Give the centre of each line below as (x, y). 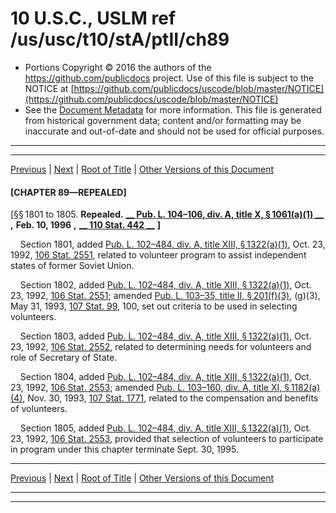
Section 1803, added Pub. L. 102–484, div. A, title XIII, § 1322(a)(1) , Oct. (165, 336)
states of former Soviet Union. (72, 266)
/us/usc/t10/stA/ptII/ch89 (120, 39)
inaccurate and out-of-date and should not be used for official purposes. (174, 131)
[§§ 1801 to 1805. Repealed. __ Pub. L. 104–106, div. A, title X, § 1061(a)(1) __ (167, 214)
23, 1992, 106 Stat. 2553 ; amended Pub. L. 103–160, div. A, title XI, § (150, 388)
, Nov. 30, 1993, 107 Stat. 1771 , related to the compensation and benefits (170, 398)
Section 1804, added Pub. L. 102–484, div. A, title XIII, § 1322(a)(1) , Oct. (165, 377)
